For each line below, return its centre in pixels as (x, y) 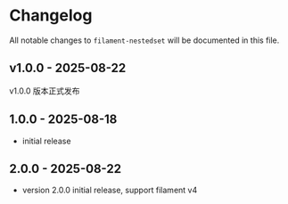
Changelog (51, 16)
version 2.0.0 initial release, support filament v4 (110, 190)
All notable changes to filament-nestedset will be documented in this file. (144, 40)
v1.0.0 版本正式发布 (45, 91)
